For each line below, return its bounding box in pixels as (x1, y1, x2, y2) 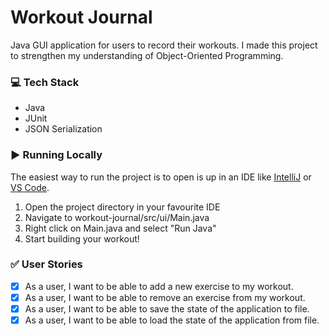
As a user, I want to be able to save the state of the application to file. (24, 302, 310, 315)
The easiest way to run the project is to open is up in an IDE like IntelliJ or (10, 171, 312, 183)
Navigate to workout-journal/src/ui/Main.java (24, 211, 210, 223)
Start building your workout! (24, 232, 140, 245)
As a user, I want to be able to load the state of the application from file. (24, 314, 320, 326)
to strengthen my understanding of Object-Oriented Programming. (10, 49, 284, 61)
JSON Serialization (24, 123, 103, 135)
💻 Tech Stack (10, 75, 80, 89)
